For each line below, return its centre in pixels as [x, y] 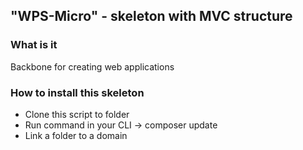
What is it [34, 45]
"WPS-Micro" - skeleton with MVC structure [151, 16]
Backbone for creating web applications [92, 66]
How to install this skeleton [77, 92]
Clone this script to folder [77, 114]
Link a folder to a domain [76, 135]
